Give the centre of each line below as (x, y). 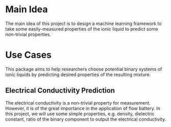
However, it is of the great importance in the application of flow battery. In (83, 108)
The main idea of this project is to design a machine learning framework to (83, 23)
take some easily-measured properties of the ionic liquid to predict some (82, 29)
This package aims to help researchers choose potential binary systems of (84, 69)
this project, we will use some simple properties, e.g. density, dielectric (80, 114)
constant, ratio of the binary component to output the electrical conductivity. (86, 119)
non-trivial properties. (28, 34)
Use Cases (29, 55)
